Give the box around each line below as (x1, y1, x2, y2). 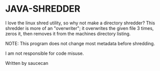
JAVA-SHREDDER (5, 3, 81, 15)
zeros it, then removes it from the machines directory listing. (5, 30, 131, 37)
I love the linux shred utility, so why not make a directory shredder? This (5, 20, 155, 26)
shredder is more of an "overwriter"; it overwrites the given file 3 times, (5, 25, 154, 31)
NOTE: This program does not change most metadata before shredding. (5, 40, 155, 46)
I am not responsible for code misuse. (5, 50, 84, 56)
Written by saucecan (5, 60, 49, 66)
